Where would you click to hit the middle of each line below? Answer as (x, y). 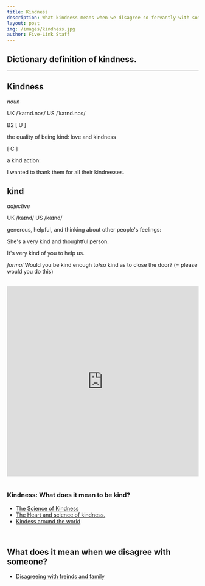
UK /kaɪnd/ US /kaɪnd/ (35, 218)
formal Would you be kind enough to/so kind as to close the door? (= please (102, 264)
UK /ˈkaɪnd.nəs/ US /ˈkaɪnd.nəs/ (46, 113)
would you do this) (30, 271)
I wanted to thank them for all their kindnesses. (66, 172)
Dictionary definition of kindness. (72, 59)
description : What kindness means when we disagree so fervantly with (98, 18)
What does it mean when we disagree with (89, 552)
